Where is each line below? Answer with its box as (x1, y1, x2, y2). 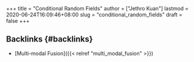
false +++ (6, 18, 30, 24)
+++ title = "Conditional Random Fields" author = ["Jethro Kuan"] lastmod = (6, 5, 189, 12)
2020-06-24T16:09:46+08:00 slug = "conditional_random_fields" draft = (6, 11, 183, 18)
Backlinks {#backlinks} (6, 35, 93, 44)
